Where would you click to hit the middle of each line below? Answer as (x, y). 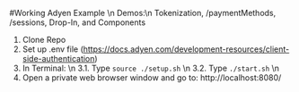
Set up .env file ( (53, 49)
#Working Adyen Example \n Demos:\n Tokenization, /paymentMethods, (143, 13)
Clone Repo (44, 40)
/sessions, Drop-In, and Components (78, 22)
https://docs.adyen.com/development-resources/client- (186, 49)
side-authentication (58, 59)
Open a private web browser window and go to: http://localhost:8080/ (152, 78)
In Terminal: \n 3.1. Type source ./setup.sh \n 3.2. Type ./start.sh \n (151, 68)
